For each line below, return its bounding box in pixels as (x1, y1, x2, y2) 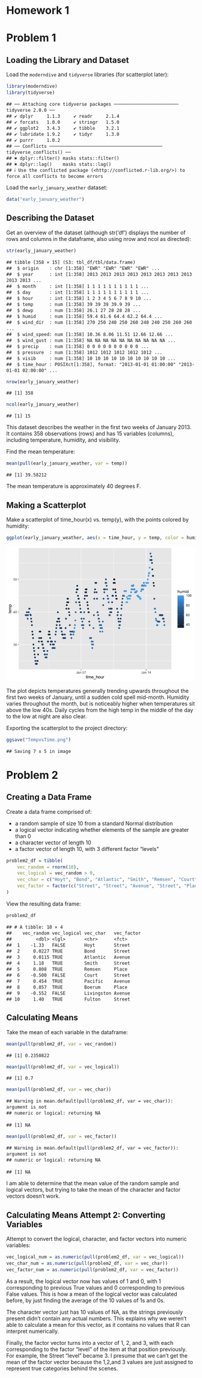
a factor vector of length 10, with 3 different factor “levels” (14, 845, 159, 852)
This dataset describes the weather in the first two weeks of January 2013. (6, 424, 192, 431)
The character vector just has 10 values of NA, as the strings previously (6, 1308, 183, 1316)
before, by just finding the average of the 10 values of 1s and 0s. (6, 1296, 165, 1304)
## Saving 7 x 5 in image (6, 748, 71, 754)
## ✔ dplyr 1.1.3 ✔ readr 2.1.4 (6, 113, 120, 119)
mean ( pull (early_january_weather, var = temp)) (6, 460, 128, 466)
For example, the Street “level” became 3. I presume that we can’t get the (6, 1352, 188, 1359)
